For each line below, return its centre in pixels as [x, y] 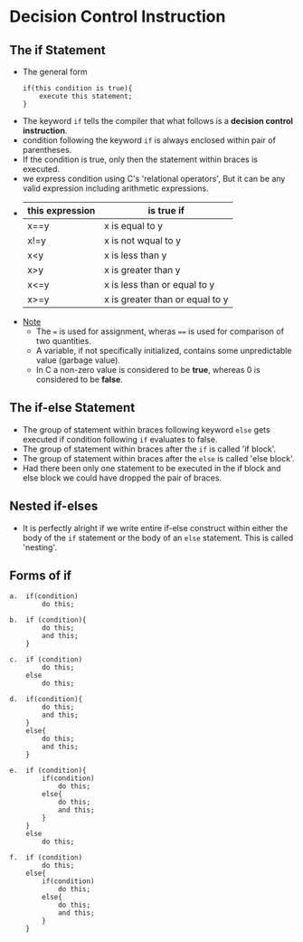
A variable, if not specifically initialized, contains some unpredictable [164, 351]
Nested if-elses [54, 506]
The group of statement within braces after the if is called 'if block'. [149, 449]
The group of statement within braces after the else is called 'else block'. [158, 458]
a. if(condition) [44, 596]
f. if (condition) [46, 858]
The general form [55, 71]
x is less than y [135, 255]
